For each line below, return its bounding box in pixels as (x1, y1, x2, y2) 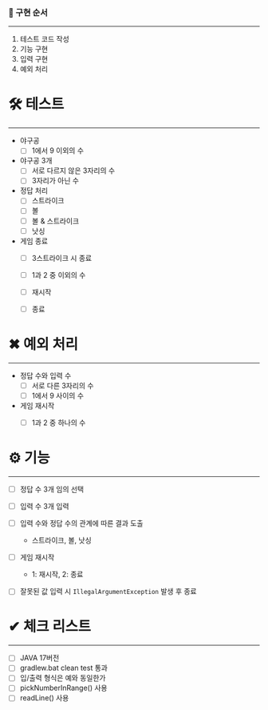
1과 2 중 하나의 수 (31, 418, 86, 427)
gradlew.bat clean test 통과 (19, 663, 108, 673)
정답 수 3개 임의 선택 (19, 484, 85, 494)
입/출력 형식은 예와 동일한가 (19, 673, 106, 683)
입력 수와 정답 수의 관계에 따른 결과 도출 (19, 519, 144, 528)
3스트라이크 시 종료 (31, 253, 93, 263)
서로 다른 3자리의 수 (31, 380, 94, 390)
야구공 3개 (19, 156, 53, 166)
